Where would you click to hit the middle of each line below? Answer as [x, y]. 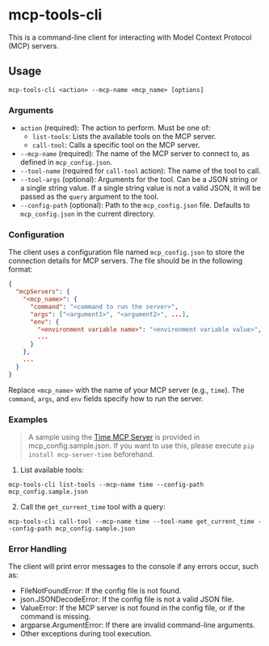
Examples [28, 420]
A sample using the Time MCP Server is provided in [114, 437]
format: [21, 269]
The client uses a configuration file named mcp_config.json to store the [126, 252]
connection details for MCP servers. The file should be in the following [126, 261]
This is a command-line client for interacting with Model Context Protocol [130, 37]
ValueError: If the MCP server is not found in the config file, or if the [132, 608]
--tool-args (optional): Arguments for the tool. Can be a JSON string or [139, 179]
